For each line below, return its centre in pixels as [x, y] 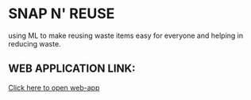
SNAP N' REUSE [62, 14]
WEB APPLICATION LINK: [72, 69]
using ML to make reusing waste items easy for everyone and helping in [126, 35]
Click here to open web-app [54, 87]
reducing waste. [35, 43]
